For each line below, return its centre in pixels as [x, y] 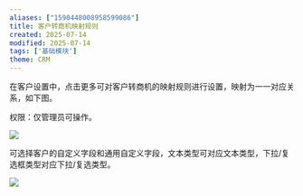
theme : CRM [30, 60]
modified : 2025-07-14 [50, 43]
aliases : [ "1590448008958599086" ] [75, 18]
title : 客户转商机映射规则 [54, 26]
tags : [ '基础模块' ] [43, 51]
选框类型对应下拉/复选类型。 [62, 164]
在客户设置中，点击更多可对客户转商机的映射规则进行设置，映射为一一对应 [148, 86]
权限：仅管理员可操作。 [53, 117]
